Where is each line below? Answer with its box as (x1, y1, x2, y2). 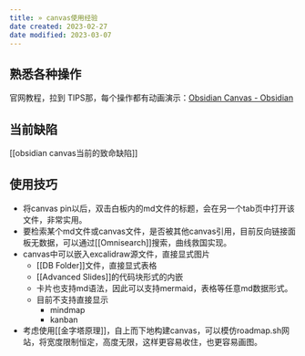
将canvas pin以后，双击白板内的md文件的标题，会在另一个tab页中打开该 (22, 203, 295, 214)
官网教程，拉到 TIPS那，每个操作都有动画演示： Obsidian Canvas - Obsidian (9, 92, 294, 103)
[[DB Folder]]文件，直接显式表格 (36, 259, 158, 270)
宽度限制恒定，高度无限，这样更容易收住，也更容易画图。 (46, 336, 262, 347)
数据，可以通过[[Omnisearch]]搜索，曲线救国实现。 (38, 236, 232, 247)
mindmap (49, 304, 86, 315)
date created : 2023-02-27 (9, 22, 107, 31)
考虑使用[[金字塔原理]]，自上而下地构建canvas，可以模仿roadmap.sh (22, 325, 282, 336)
